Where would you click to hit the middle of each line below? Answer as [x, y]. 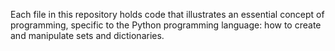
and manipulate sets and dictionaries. [87, 35]
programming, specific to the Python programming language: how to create [166, 25]
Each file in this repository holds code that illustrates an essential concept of [167, 14]
